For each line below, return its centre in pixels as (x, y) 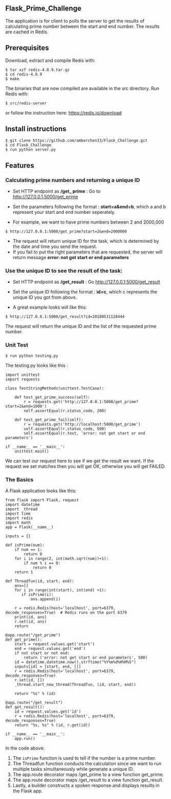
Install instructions (36, 129)
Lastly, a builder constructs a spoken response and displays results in (86, 786)
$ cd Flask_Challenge (28, 145)
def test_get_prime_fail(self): (49, 420)
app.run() (25, 739)
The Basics (19, 479)
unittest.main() (32, 451)
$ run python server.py (31, 150)
